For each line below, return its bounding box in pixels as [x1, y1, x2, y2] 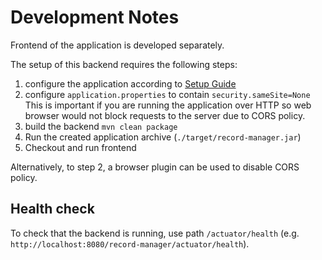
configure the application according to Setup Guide [24, 77, 237, 90]
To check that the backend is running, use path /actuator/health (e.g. [10, 227, 300, 239]
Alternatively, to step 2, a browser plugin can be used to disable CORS [10, 161, 300, 173]
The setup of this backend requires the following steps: [10, 58, 238, 70]
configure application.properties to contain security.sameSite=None [24, 88, 311, 100]
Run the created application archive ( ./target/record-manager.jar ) [24, 131, 302, 143]
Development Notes [10, 6, 180, 29]
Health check [10, 201, 95, 218]
